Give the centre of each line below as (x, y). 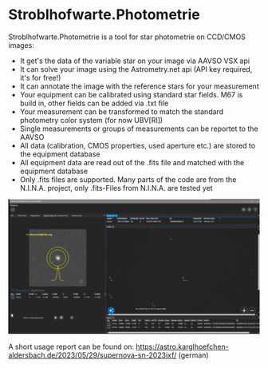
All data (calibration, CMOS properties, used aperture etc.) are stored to (138, 145)
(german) (193, 355)
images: (21, 45)
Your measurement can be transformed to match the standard (122, 111)
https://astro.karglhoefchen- (182, 347)
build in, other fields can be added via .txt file (94, 103)
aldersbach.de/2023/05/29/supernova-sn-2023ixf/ (93, 355)
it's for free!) (40, 77)
